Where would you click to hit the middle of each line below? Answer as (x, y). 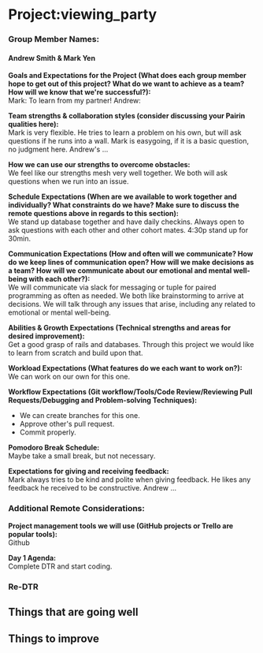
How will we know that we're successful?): (80, 92)
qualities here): (33, 125)
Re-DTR (23, 587)
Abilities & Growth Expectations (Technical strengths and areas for (119, 328)
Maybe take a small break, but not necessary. (82, 456)
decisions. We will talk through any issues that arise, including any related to (132, 304)
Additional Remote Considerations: (77, 509)
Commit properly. (48, 432)
